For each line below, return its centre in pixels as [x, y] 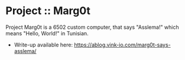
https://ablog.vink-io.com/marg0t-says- [122, 45]
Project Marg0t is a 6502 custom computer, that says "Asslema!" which [92, 27]
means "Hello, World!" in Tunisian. [47, 33]
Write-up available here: [43, 45]
